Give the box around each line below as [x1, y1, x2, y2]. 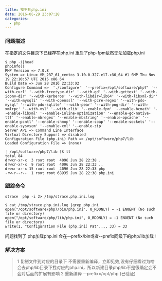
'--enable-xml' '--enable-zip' [39, 123, 104, 128]
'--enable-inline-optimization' [39, 111, 106, 116]
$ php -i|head [5, 60, 34, 64]
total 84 [5, 153, 23, 159]
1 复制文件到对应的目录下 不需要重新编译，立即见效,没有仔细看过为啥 [17, 259, 155, 264]
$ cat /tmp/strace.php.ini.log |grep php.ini [5, 202, 99, 207]
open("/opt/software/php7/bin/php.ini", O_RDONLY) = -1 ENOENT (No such [5, 207, 156, 212]
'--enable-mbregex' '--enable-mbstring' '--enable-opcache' [16, 115, 140, 120]
